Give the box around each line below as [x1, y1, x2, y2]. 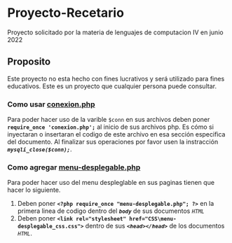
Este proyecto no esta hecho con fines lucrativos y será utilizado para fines [7, 74, 225, 83]
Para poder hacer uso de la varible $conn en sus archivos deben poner [7, 116, 210, 124]
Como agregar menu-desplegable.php [7, 162, 141, 172]
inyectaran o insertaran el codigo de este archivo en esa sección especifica [7, 130, 226, 139]
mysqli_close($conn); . [7, 145, 72, 153]
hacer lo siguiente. [7, 186, 61, 194]
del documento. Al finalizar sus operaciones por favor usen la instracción [7, 138, 219, 146]
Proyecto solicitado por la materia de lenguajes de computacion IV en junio [7, 28, 224, 36]
